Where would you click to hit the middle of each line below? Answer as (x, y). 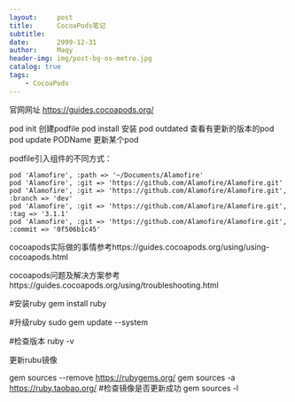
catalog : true (35, 67)
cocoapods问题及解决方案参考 (65, 274)
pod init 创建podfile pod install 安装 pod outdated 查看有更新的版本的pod (142, 128)
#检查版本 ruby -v (42, 341)
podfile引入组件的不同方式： (61, 158)
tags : (19, 75)
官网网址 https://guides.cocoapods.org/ (82, 109)
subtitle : (27, 34)
